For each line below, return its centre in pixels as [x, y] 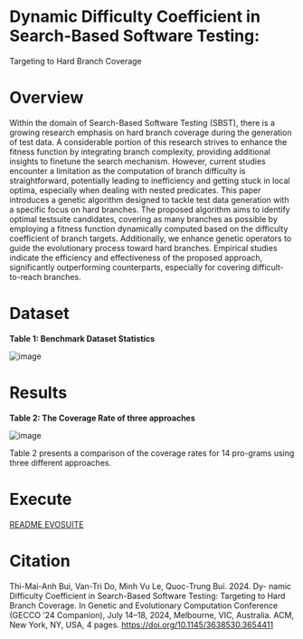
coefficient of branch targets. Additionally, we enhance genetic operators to [151, 238]
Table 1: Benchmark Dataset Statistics [82, 338]
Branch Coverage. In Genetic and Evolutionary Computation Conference [144, 605]
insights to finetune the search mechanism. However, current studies [137, 161]
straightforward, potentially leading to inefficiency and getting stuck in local [150, 180]
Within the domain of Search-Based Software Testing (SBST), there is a [142, 122]
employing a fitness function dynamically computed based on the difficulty [149, 228]
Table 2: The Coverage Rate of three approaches [103, 418]
